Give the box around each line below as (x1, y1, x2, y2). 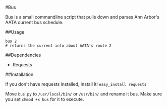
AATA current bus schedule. (5, 20, 64, 25)
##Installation (5, 71, 34, 77)
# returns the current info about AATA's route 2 (5, 43, 112, 48)
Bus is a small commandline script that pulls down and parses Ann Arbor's (5, 14, 160, 20)
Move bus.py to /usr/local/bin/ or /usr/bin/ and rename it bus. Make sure (5, 91, 162, 97)
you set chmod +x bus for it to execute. (5, 96, 84, 102)
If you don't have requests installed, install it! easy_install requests (5, 81, 147, 87)
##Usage (5, 29, 25, 35)
